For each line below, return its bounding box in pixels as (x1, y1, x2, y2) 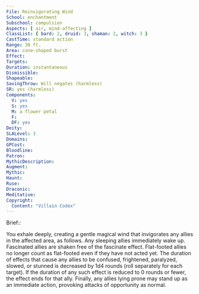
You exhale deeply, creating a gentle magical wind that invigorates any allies (6, 231, 194, 238)
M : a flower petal (11, 109, 58, 114)
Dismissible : (6, 70, 39, 76)
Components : (6, 92, 36, 98)
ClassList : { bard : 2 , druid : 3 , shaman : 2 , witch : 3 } (6, 31, 148, 37)
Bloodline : (6, 147, 33, 153)
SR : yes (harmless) (6, 86, 55, 92)
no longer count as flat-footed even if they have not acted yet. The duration (6, 250, 192, 257)
